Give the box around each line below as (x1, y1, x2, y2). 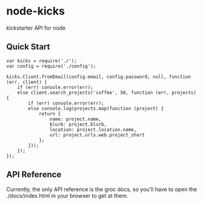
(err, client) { (6, 79, 47, 85)
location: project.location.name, (49, 126, 137, 132)
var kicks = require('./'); (6, 57, 78, 64)
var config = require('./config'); (6, 63, 96, 69)
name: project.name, (49, 116, 102, 122)
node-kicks (6, 4, 65, 18)
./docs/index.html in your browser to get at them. (6, 192, 128, 199)
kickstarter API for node (6, 24, 66, 31)
